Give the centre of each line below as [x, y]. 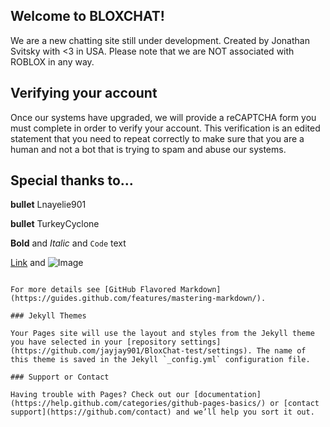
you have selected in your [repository [93, 342]
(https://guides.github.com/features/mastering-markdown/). [138, 299]
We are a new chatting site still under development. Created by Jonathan [160, 40]
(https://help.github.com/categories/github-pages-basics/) [138, 404]
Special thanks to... [72, 180]
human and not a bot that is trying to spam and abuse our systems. [148, 149]
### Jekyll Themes [48, 316]
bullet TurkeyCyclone [55, 224]
